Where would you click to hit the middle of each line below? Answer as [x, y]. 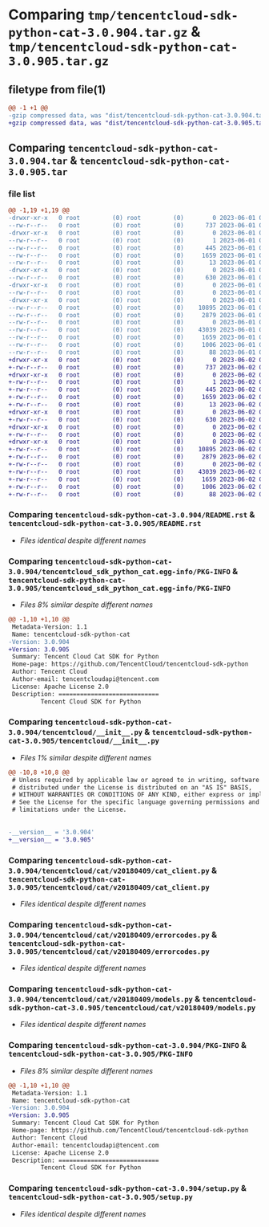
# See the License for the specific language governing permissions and [136, 802]
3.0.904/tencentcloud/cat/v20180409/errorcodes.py [109, 935]
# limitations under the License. [69, 810]
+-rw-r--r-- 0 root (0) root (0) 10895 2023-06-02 [132, 450]
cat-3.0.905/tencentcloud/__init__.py [84, 741]
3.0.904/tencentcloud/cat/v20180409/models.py [101, 1000]
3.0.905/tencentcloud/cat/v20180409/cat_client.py [109, 887]
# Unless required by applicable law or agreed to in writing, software [136, 780]
